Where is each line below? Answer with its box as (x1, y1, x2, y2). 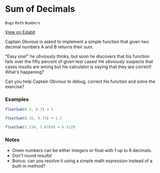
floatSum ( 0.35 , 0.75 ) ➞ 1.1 (5, 116, 62, 121)
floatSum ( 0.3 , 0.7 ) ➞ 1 (5, 107, 54, 112)
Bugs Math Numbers (5, 21, 40, 25)
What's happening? (5, 69, 44, 74)
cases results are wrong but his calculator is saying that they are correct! (5, 64, 152, 70)
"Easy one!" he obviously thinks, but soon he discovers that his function (5, 53, 150, 59)
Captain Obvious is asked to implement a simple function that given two (5, 38, 149, 45)
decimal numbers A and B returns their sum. (5, 44, 94, 49)
